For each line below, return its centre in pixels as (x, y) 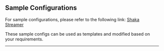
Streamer (14, 25)
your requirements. (24, 39)
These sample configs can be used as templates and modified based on (78, 34)
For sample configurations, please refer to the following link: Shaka (72, 19)
